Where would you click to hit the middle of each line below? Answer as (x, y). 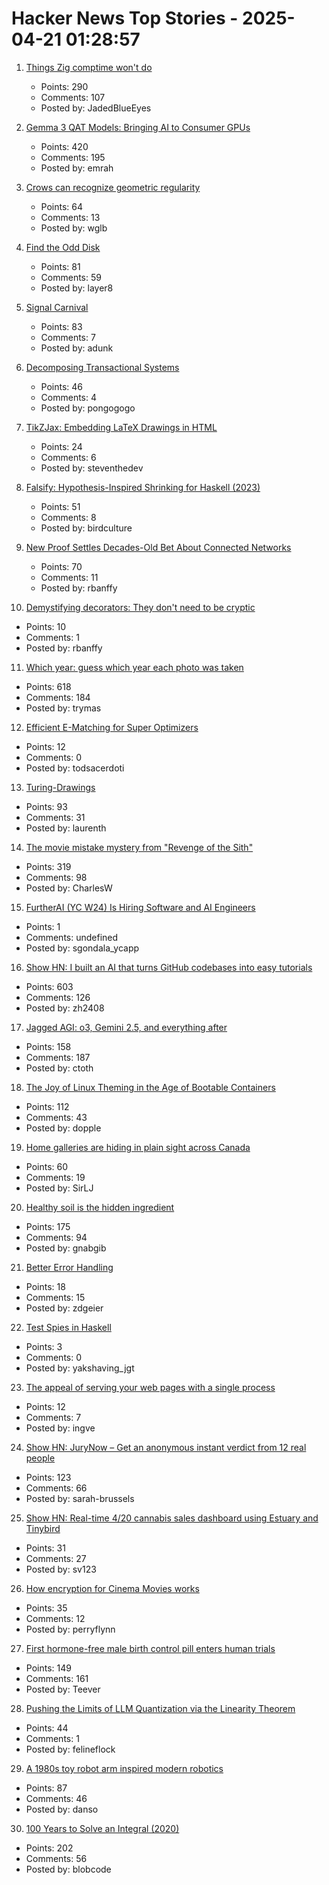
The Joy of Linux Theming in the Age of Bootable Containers (150, 1087)
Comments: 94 (56, 1237)
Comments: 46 (56, 1798)
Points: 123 (48, 1477)
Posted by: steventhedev (92, 468)
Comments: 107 (73, 97)
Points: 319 (48, 866)
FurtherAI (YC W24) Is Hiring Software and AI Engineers (140, 907)
